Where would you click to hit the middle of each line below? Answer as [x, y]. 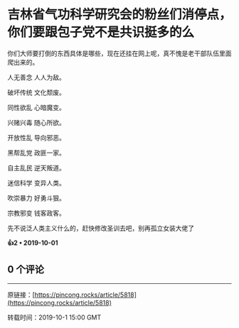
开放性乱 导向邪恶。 [36, 137]
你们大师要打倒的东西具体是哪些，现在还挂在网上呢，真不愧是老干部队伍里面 [119, 53]
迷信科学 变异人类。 [36, 182]
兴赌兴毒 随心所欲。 [36, 122]
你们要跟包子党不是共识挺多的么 [101, 32]
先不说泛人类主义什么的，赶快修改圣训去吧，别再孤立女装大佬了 [101, 228]
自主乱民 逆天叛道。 [36, 168]
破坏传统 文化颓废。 [36, 92]
